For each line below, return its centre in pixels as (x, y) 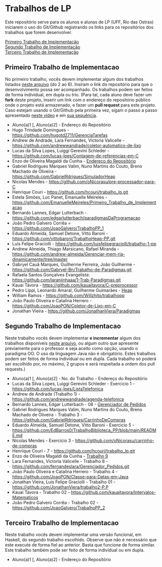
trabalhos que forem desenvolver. (39, 32)
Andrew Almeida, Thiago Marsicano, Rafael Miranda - (65, 249)
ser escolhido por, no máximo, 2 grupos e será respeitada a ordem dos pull (80, 364)
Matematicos (25, 497)
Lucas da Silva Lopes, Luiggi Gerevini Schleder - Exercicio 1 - (73, 384)
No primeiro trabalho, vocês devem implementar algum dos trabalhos (74, 79)
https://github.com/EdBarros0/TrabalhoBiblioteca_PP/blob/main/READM (84, 430)
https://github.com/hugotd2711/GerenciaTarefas (60, 135)
